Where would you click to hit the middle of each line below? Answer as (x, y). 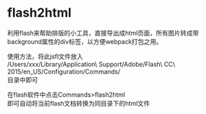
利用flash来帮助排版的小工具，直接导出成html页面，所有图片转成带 (103, 33)
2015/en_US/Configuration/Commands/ (64, 72)
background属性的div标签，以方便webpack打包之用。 (85, 41)
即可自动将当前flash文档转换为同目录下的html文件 (79, 103)
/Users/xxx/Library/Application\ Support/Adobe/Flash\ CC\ (91, 64)
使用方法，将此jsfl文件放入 (45, 56)
